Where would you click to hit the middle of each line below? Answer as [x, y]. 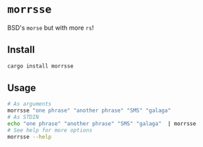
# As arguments [30, 104]
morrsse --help [30, 136]
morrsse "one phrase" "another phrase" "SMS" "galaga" [89, 111]
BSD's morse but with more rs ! [51, 27]
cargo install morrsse [40, 66]
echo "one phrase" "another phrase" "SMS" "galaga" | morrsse [102, 124]
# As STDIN [23, 117]
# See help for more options [50, 130]
